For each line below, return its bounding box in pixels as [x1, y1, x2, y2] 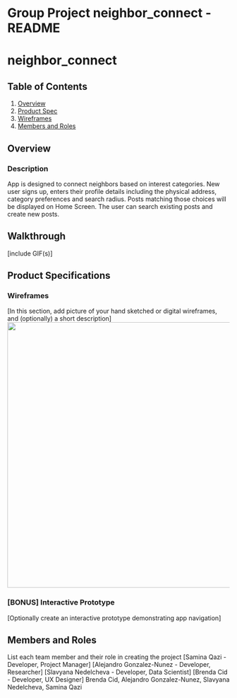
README [7, 20, 61, 36]
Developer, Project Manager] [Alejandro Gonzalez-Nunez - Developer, [7, 660, 211, 669]
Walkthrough [7, 230, 66, 242]
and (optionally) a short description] [7, 314, 111, 323]
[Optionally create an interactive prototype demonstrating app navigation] [7, 614, 221, 622]
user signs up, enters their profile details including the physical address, [7, 187, 217, 195]
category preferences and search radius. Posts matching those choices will [7, 195, 227, 203]
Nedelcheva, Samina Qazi [7, 683, 83, 692]
